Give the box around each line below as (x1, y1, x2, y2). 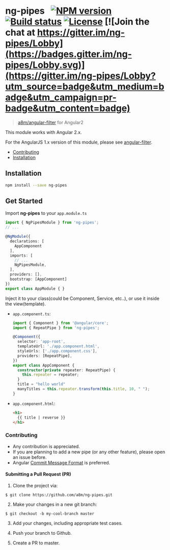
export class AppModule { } (5, 286, 65, 291)
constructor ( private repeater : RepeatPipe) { (17, 367, 116, 373)
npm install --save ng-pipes (5, 182, 67, 188)
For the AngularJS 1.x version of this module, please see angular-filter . (5, 139, 153, 145)
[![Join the (104, 16, 150, 28)
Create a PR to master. (12, 540, 60, 546)
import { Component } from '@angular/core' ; (12, 320, 109, 325)
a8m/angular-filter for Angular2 (17, 119, 84, 125)
